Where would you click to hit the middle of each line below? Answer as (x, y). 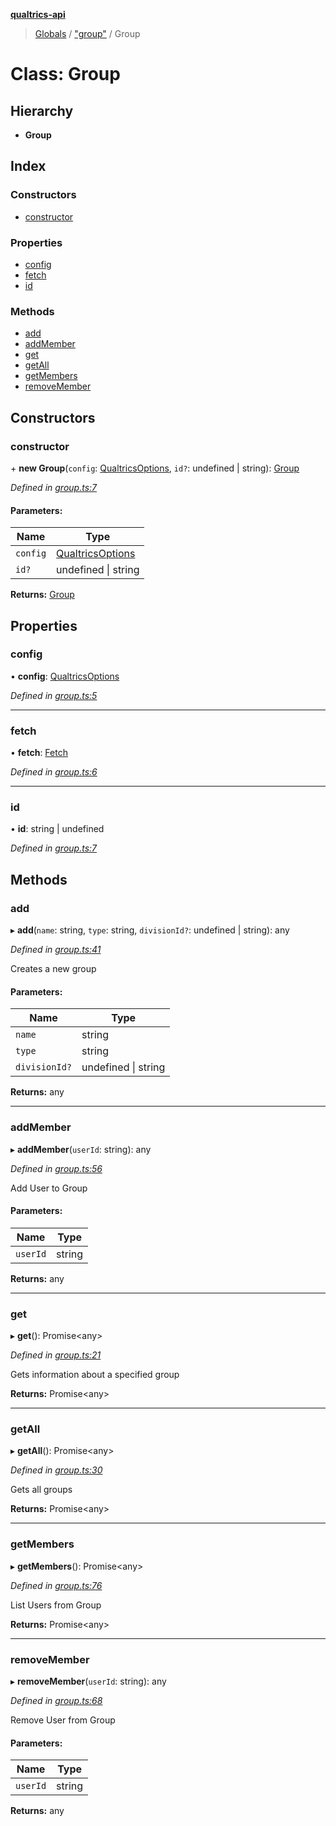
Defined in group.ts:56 (56, 1168)
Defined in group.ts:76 (56, 1585)
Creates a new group (53, 969)
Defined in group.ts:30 (56, 1470)
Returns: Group (42, 595)
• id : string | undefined (57, 829)
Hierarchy (42, 110)
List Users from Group (56, 1605)
